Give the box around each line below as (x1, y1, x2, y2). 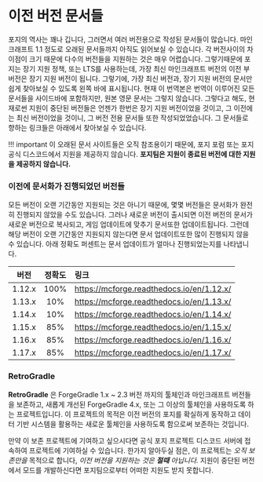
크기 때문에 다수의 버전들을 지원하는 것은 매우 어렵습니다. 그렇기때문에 (28, 54, 243, 64)
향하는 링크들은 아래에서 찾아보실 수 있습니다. (8, 122, 147, 132)
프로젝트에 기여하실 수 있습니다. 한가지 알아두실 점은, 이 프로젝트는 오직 (28, 445, 247, 455)
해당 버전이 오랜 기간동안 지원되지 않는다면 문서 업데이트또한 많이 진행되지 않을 (8, 229, 250, 239)
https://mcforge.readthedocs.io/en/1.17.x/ (74, 347, 232, 358)
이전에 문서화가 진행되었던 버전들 (8, 181, 126, 192)
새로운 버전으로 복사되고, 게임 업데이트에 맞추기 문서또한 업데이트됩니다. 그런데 (8, 220, 250, 229)
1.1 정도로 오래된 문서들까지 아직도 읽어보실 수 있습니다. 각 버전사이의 (35, 44, 246, 53)
